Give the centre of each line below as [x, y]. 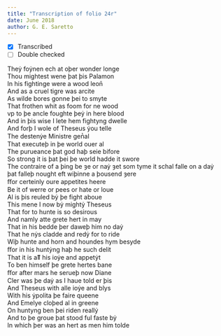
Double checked [41, 55]
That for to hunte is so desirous [52, 211]
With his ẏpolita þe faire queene [53, 295]
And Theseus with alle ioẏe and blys [59, 288]
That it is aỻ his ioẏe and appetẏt [54, 257]
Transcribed [35, 47]
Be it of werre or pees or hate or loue [60, 189]
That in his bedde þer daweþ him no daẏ [65, 226]
